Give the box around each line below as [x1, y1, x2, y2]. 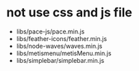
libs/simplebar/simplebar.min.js [16, 56, 105, 64]
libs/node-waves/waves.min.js [16, 42, 103, 50]
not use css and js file [6, 5, 133, 20]
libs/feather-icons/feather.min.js [16, 34, 108, 42]
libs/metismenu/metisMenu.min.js [16, 49, 112, 57]
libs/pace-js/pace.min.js [16, 27, 85, 35]
